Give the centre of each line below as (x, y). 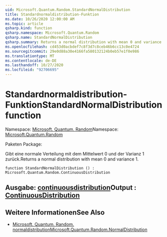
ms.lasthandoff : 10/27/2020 (34, 65)
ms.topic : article (24, 24)
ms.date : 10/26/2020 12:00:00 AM (40, 19)
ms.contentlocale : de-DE (31, 61)
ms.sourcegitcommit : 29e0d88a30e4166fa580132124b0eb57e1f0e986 (72, 51)
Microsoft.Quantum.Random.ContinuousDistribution (58, 172)
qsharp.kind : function (29, 28)
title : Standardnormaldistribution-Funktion (52, 14)
